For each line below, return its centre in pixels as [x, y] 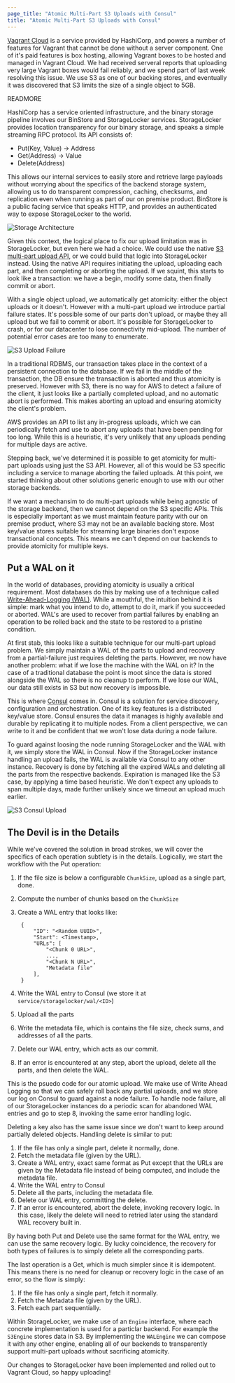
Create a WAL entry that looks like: [67, 913]
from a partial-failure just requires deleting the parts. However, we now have [117, 658]
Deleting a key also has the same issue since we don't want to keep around [115, 1127]
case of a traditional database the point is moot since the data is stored [109, 673]
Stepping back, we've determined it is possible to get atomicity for [103, 458]
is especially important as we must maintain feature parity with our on [108, 516]
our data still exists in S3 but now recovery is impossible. [89, 688]
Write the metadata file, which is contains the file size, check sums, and [121, 1028]
